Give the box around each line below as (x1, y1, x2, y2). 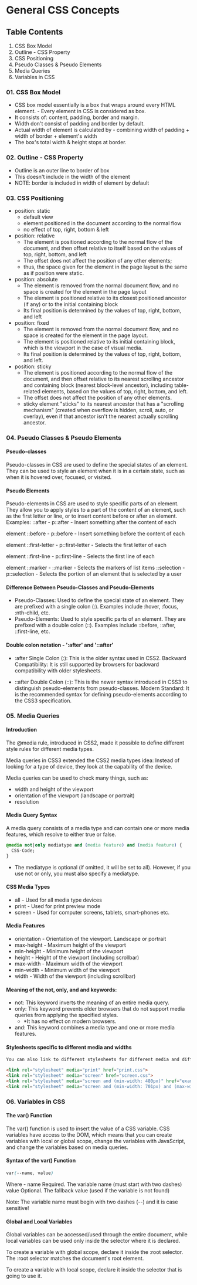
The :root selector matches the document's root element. (6, 1255, 144, 1262)
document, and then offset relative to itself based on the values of (23, 244, 183, 251)
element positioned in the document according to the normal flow (23, 219, 182, 226)
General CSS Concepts (6, 4, 120, 17)
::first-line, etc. (14, 628, 50, 635)
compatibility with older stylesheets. (14, 667, 103, 674)
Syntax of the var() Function (6, 1157, 76, 1164)
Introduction (6, 726, 37, 733)
